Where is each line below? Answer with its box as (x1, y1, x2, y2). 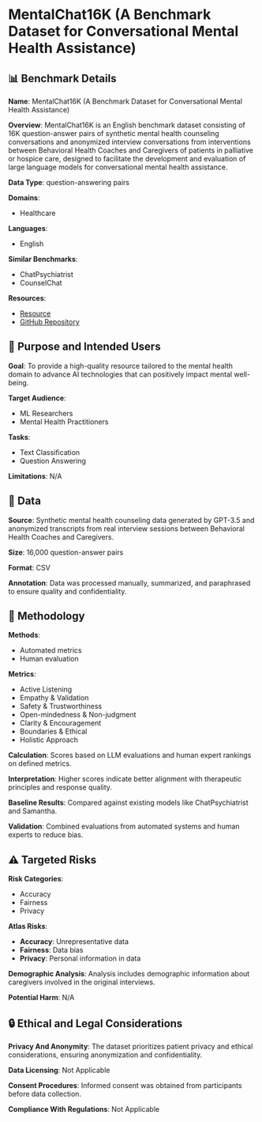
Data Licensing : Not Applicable (8, 1066, 110, 1075)
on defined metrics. (8, 759, 73, 768)
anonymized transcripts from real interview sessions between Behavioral (8, 524, 245, 533)
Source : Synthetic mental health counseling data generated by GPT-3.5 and (8, 515, 255, 525)
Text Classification (19, 447, 80, 457)
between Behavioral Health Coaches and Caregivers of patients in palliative (8, 146, 254, 155)
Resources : (8, 294, 47, 302)
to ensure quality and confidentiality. (8, 586, 127, 596)
